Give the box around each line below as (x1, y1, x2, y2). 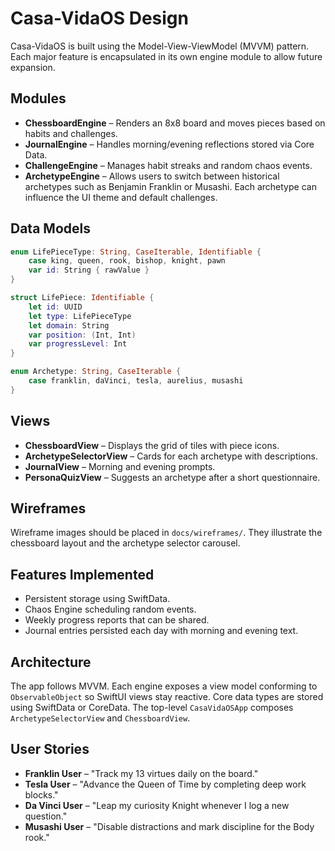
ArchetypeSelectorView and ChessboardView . (10, 712, 191, 724)
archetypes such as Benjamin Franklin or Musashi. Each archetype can (24, 180, 317, 192)
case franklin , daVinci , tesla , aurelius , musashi (28, 376, 244, 386)
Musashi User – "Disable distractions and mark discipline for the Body (24, 820, 315, 832)
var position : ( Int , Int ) (28, 330, 137, 340)
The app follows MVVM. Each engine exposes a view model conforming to (10, 680, 318, 692)
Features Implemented (10, 566, 155, 583)
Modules (10, 90, 67, 107)
